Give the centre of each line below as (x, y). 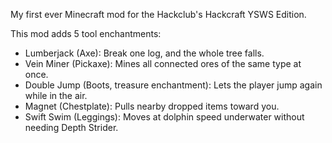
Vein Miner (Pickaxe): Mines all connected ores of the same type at (163, 63)
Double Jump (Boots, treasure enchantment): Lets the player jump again (173, 85)
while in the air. (56, 95)
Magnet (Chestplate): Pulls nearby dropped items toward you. (152, 106)
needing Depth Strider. (71, 127)
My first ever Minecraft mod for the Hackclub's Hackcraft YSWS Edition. (158, 14)
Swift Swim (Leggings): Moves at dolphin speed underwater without (164, 117)
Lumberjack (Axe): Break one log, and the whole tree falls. (144, 53)
